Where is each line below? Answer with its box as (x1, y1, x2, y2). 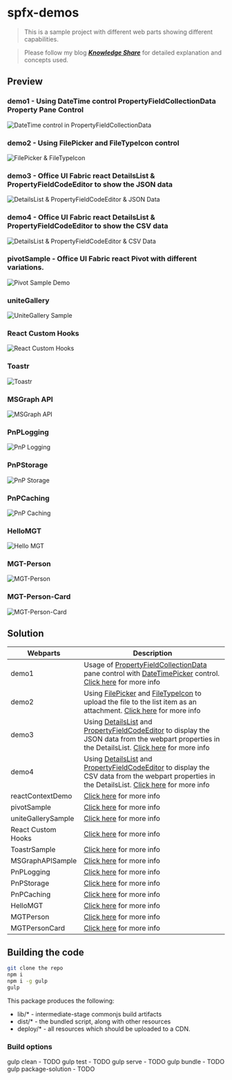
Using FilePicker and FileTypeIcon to (84, 688, 202, 698)
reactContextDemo (10, 791, 72, 800)
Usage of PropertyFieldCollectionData (84, 659, 207, 669)
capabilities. (23, 35, 59, 43)
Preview (7, 76, 43, 88)
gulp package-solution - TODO (7, 1065, 95, 1073)
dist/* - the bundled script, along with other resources (17, 1017, 171, 1025)
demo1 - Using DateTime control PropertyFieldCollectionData (7, 97, 216, 106)
